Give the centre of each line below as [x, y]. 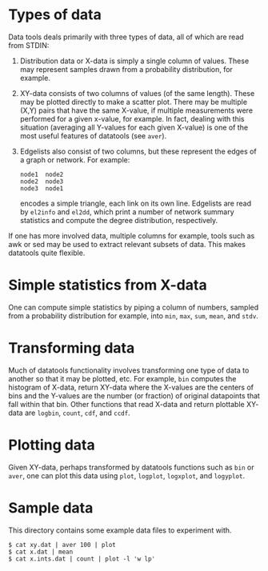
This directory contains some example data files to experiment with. [120, 530]
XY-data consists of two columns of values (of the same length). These [137, 93]
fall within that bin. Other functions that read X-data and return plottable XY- [134, 404]
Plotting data [52, 445]
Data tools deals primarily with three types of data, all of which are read [126, 37]
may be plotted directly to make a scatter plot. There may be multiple [134, 102]
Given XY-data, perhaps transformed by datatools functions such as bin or [131, 467]
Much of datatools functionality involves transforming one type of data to [129, 370]
